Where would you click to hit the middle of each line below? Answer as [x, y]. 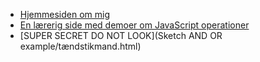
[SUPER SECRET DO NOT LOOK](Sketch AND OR [121, 35]
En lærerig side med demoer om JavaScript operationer [134, 25]
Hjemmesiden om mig [65, 14]
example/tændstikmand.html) [80, 46]
